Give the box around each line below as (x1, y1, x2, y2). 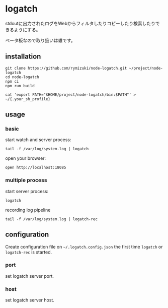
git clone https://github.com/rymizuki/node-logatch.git (5, 66, 127, 71)
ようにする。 (14, 26, 41, 33)
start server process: (5, 188, 49, 194)
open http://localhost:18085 (5, 165, 66, 170)
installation (5, 52, 41, 61)
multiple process (5, 177, 47, 184)
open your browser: (5, 155, 46, 161)
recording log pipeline (5, 207, 51, 213)
